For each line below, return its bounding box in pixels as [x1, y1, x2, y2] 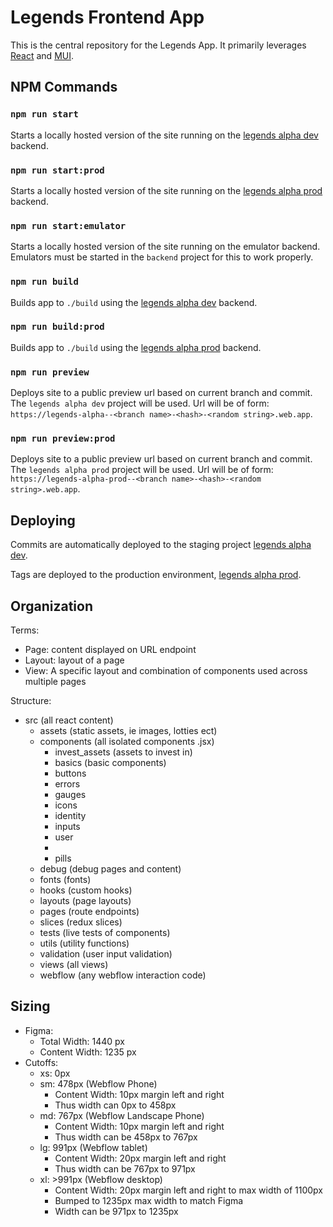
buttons [54, 767, 87, 780]
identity [54, 810, 87, 822]
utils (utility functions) [39, 937, 130, 950]
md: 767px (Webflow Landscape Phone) [39, 1109, 205, 1121]
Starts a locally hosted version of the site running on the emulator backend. [10, 241, 321, 253]
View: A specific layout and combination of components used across [24, 665, 308, 677]
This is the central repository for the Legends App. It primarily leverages [10, 39, 307, 51]
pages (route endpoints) [39, 906, 140, 918]
